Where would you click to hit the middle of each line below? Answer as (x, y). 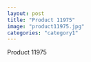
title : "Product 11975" (41, 20)
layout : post (26, 13)
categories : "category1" (43, 33)
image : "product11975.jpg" (46, 26)
